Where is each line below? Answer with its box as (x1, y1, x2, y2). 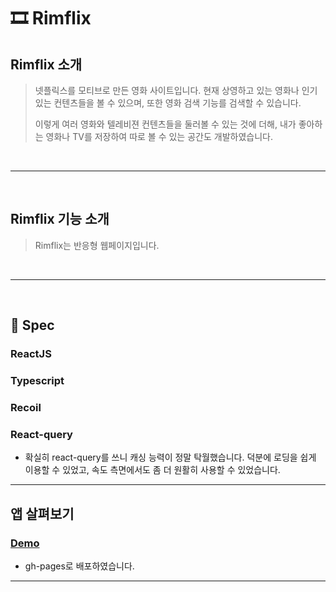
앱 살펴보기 (10, 505, 75, 522)
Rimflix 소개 (10, 56, 83, 73)
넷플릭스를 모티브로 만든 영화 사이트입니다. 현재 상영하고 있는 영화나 (34, 85, 300, 96)
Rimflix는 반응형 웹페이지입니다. (34, 239, 160, 251)
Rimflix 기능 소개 (10, 211, 110, 228)
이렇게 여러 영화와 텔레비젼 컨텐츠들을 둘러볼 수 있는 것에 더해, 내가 (34, 118, 297, 130)
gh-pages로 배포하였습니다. (24, 560, 135, 572)
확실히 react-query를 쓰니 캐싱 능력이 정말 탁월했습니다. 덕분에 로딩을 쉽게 (24, 451, 317, 464)
